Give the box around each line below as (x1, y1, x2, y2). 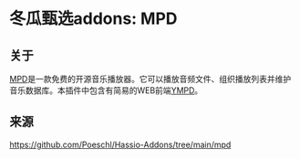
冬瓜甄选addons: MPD (9, 8, 178, 29)
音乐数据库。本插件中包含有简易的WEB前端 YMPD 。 (9, 85, 203, 96)
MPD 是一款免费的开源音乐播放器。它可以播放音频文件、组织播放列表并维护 (9, 74, 292, 84)
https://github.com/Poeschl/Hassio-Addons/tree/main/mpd (9, 139, 232, 150)
